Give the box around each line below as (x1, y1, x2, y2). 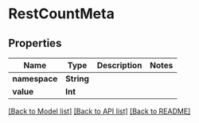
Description (96, 60, 142, 71)
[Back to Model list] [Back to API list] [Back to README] (8, 106, 191, 116)
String (64, 73, 90, 84)
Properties (8, 37, 62, 50)
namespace (12, 73, 58, 84)
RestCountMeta (8, 5, 115, 23)
